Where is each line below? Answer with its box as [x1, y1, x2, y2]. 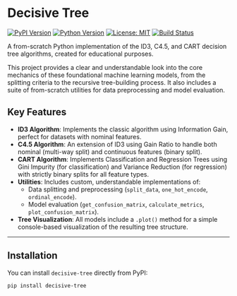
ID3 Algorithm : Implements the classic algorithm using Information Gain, [17, 125, 229, 134]
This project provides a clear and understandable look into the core [7, 63, 203, 71]
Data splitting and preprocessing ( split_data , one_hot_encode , [28, 185, 208, 194]
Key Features [7, 106, 67, 118]
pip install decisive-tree [7, 282, 87, 289]
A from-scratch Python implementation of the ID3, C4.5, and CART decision [7, 42, 227, 50]
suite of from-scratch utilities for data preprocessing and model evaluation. [7, 85, 226, 94]
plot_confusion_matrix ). [28, 207, 99, 216]
